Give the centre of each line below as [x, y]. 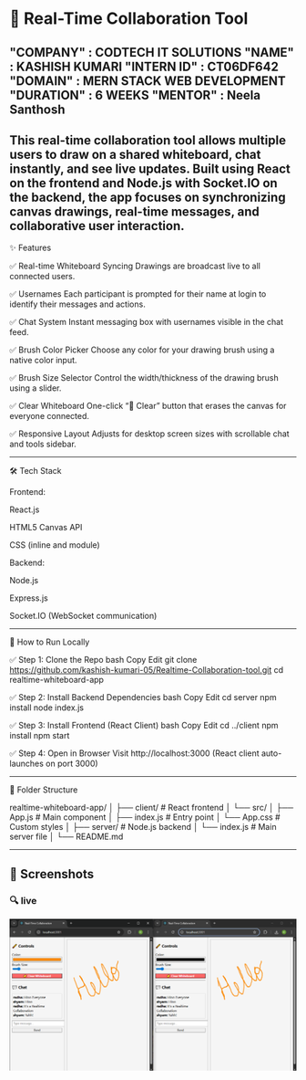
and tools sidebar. [43, 444]
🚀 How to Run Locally [50, 642]
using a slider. [36, 388]
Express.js [29, 598]
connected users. [42, 277]
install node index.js [47, 708]
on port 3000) [71, 764]
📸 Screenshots [52, 874]
